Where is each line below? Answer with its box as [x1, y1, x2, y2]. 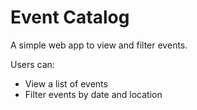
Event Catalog [10, 6, 130, 29]
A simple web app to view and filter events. [10, 39, 188, 51]
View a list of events [24, 77, 108, 90]
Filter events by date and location [24, 88, 163, 100]
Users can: [10, 58, 55, 70]
